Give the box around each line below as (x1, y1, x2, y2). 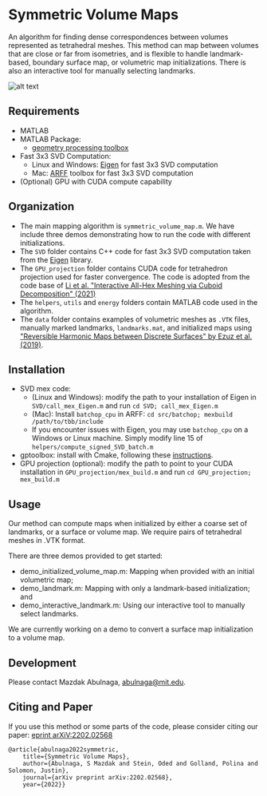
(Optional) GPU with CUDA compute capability (19, 176, 173, 186)
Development (8, 656, 77, 670)
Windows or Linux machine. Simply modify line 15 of (31, 434, 203, 443)
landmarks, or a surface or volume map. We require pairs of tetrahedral (8, 527, 242, 537)
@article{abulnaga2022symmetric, (8, 745, 120, 754)
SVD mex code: (19, 384, 72, 394)
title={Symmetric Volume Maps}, (22, 752, 130, 760)
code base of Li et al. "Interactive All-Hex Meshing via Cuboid (19, 280, 223, 290)
